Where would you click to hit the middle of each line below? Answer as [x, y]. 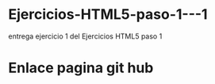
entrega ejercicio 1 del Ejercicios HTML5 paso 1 [85, 36]
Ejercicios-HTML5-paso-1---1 [108, 15]
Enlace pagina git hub [81, 68]
